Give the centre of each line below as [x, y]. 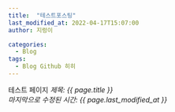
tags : [17, 59]
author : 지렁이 [31, 30]
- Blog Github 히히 [46, 67]
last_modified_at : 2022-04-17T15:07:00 [74, 23]
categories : [28, 44]
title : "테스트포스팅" [42, 15]
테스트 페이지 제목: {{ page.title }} [61, 90]
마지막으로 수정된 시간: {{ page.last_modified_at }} [88, 99]
